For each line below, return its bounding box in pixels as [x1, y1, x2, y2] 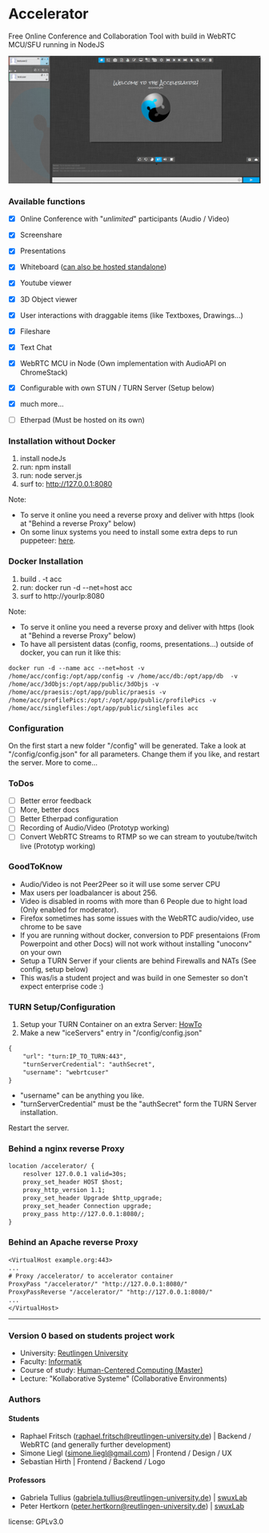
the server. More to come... [8, 757, 98, 767]
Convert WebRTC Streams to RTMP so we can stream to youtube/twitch [19, 832, 258, 841]
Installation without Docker [8, 435, 116, 447]
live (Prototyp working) [19, 841, 96, 851]
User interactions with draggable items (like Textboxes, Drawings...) [19, 310, 244, 320]
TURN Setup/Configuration [8, 1001, 116, 1013]
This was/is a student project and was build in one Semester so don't [19, 973, 248, 982]
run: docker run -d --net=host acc [19, 582, 133, 592]
